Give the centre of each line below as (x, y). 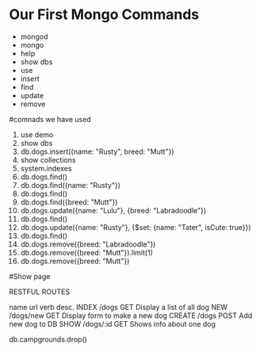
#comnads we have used (50, 119)
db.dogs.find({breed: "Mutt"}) (69, 202)
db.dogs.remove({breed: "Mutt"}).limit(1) (87, 252)
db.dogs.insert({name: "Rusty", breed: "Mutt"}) (97, 151)
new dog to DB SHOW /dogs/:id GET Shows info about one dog (113, 323)
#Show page (30, 276)
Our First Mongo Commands (104, 15)
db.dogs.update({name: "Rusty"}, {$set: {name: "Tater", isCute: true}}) (136, 227)
